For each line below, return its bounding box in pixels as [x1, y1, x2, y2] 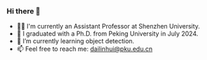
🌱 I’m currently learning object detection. [16, 37, 134, 45]
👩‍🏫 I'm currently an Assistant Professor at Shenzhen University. [16, 22, 201, 31]
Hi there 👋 [6, 6, 41, 16]
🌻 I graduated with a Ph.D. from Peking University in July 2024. [16, 29, 199, 38]
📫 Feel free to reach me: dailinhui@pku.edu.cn [16, 45, 153, 53]
